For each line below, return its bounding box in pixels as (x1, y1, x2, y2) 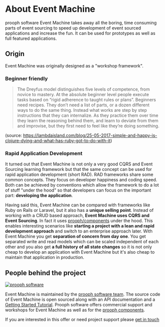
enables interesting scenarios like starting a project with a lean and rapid (5, 223, 155, 229)
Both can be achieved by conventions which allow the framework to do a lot (5, 182, 159, 188)
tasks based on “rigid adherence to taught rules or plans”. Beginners (17, 97, 156, 103)
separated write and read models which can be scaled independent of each (5, 239, 159, 245)
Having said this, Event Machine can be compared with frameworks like (5, 202, 150, 208)
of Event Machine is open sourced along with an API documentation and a (5, 296, 155, 302)
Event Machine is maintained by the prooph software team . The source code (5, 292, 161, 297)
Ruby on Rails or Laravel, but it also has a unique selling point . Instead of (5, 207, 154, 213)
